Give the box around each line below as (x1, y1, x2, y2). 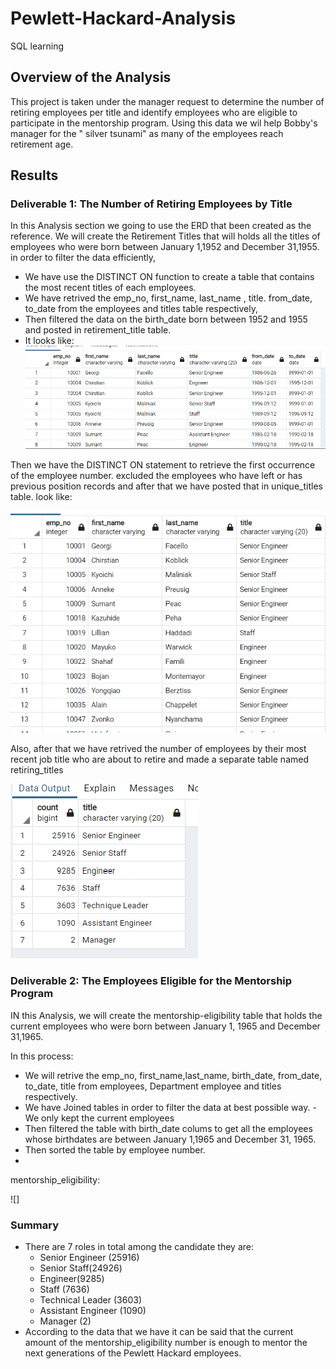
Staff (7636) (39, 1283, 90, 1296)
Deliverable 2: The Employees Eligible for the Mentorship (10, 974, 293, 988)
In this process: (10, 1050, 74, 1062)
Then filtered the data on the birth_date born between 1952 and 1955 (24, 313, 308, 326)
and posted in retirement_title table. (24, 324, 172, 336)
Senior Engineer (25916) (39, 1252, 140, 1264)
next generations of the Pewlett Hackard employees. (24, 1347, 242, 1359)
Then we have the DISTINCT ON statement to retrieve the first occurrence (10, 459, 316, 471)
